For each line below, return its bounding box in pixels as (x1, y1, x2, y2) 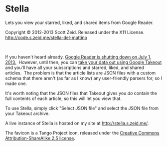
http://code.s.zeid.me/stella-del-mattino (5, 34, 87, 40)
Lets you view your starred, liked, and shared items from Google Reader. (5, 19, 154, 25)
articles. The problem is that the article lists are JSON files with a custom (5, 69, 156, 75)
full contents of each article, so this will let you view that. (5, 95, 122, 101)
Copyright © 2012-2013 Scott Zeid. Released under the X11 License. (5, 29, 145, 35)
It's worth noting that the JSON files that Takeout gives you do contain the (5, 90, 158, 96)
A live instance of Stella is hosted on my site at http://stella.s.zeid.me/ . (5, 120, 149, 126)
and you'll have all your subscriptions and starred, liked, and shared (5, 64, 145, 70)
